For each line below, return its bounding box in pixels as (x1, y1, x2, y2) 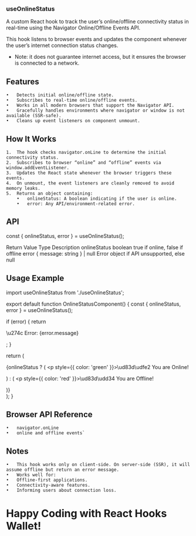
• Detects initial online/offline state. (6, 92, 114, 98)
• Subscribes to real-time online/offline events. (6, 98, 138, 103)
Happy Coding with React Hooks (6, 507, 167, 520)
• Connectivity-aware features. (6, 483, 91, 488)
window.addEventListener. (6, 165, 69, 170)
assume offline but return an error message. (6, 467, 119, 473)
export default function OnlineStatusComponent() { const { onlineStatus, (6, 300, 181, 307)
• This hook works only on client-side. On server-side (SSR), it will (6, 462, 191, 468)
